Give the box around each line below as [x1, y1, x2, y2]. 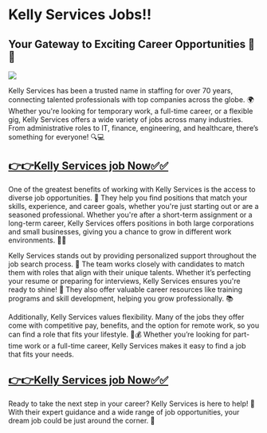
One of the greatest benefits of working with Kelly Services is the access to [8, 184, 256, 194]
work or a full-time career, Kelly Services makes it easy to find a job [24, 340, 246, 350]
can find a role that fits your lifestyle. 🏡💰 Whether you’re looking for [8, 329, 232, 339]
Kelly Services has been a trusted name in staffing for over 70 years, [8, 86, 234, 95]
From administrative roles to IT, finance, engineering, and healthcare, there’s [8, 124, 259, 132]
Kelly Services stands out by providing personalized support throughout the [8, 250, 257, 260]
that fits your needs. [8, 349, 74, 359]
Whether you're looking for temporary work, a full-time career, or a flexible [8, 106, 253, 116]
